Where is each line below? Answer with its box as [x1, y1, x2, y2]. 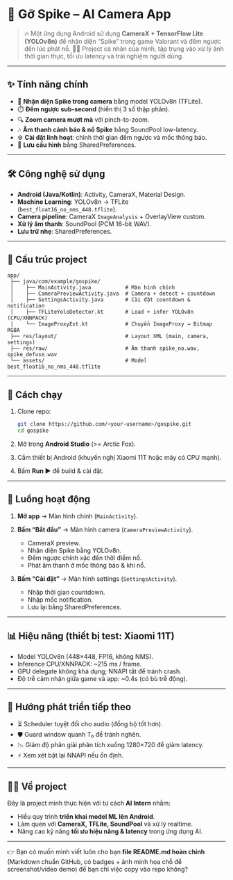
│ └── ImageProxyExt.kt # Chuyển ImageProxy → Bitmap [10, 321, 213, 328]
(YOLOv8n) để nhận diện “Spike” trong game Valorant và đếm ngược [24, 37, 222, 45]
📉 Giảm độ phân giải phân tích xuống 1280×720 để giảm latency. [17, 741, 204, 749]
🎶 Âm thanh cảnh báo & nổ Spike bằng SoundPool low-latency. [17, 125, 199, 134]
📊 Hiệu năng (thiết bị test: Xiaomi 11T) [7, 630, 175, 642]
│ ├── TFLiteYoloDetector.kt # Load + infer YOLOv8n [10, 309, 194, 316]
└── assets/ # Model [10, 358, 148, 365]
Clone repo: [17, 407, 51, 416]
